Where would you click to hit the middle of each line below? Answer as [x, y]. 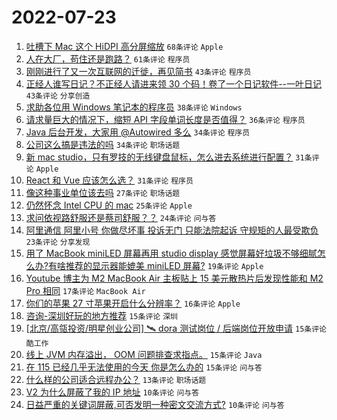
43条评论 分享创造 [58, 96]
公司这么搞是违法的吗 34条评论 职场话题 [103, 144]
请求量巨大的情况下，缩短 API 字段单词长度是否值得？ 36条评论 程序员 [165, 119]
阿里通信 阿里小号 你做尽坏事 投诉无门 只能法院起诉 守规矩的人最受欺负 [172, 230]
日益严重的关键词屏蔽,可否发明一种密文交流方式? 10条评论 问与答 [155, 404]
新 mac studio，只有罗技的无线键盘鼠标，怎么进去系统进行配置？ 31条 [169, 157]
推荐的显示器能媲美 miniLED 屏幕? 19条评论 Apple [164, 265]
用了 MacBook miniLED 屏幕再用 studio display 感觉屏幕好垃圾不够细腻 [171, 253]
